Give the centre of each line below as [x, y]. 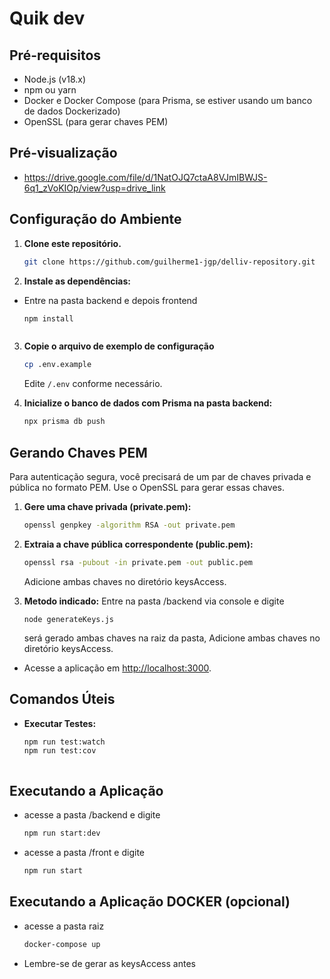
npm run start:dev [62, 833]
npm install [48, 318]
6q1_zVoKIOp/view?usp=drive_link [94, 188]
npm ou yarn [50, 90]
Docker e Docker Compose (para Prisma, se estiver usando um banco [168, 100]
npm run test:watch [64, 742]
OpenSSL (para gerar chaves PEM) [96, 121]
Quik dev [47, 18]
